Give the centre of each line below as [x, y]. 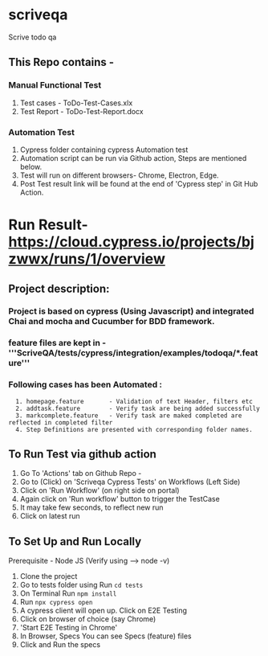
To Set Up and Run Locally [75, 541]
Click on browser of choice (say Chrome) [88, 619]
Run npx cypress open [56, 602]
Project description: [59, 288]
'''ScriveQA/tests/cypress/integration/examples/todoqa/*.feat [133, 353]
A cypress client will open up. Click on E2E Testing [103, 611]
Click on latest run [50, 516]
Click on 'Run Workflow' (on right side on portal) [99, 490]
